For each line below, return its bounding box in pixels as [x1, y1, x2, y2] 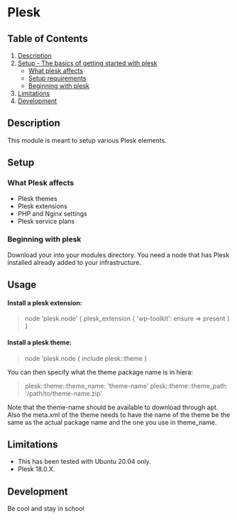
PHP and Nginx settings [17, 209, 87, 217]
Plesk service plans [17, 217, 75, 225]
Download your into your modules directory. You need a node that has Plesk [7, 250, 230, 259]
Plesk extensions [17, 202, 67, 210]
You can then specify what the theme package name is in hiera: [7, 367, 194, 377]
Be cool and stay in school [7, 504, 84, 513]
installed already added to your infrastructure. [7, 258, 142, 266]
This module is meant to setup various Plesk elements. [7, 136, 167, 144]
